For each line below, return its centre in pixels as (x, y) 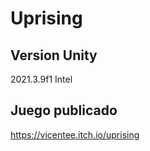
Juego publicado (64, 110)
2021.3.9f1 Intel (41, 79)
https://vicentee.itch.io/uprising (75, 134)
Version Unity (54, 55)
